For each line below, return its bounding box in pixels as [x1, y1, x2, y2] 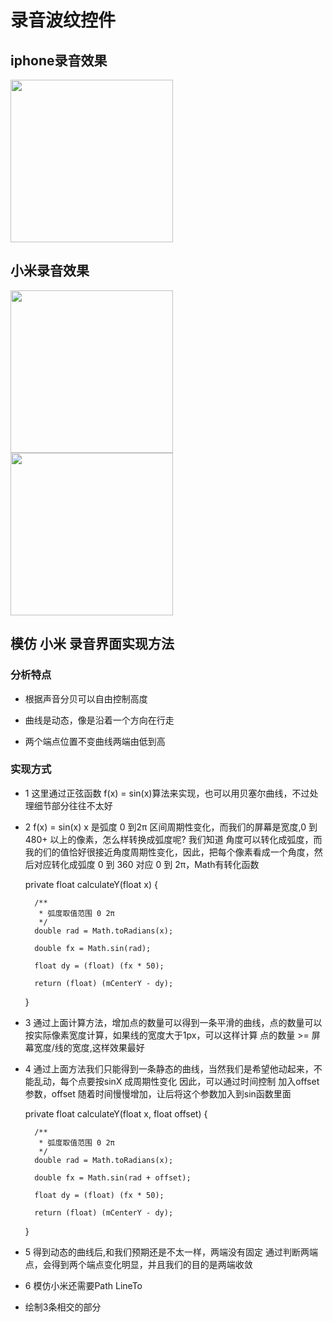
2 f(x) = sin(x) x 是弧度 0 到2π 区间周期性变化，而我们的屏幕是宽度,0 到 [24, 821, 318, 833]
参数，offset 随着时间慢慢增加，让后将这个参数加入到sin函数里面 [24, 1087, 292, 1100]
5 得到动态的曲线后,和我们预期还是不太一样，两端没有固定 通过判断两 [24, 1246, 310, 1258]
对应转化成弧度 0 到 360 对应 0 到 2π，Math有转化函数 [33, 858, 260, 870]
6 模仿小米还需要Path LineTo [24, 1279, 143, 1291]
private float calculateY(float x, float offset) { [24, 1107, 208, 1120]
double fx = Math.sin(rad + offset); [34, 1172, 192, 1183]
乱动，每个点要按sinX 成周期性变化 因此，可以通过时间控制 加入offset [33, 1075, 320, 1087]
